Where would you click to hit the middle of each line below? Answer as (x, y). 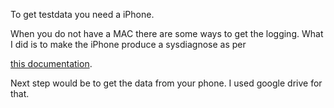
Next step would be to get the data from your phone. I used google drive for (166, 83)
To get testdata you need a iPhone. (82, 14)
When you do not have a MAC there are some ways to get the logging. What (167, 33)
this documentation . (51, 63)
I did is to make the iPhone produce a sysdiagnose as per (128, 44)
